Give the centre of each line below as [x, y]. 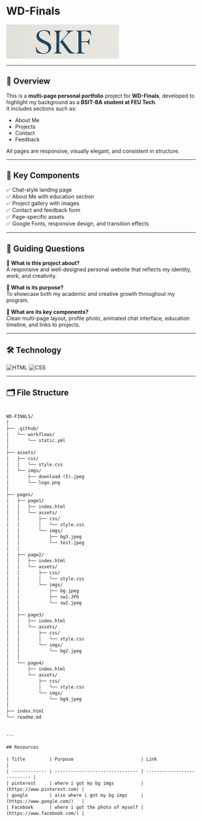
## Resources [23, 747]
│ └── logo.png [33, 482]
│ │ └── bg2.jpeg [44, 651]
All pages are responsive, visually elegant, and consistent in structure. [93, 151]
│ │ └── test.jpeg [45, 542]
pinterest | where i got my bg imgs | [78, 783]
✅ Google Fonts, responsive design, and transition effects [78, 224]
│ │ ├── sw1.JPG [43, 597]
